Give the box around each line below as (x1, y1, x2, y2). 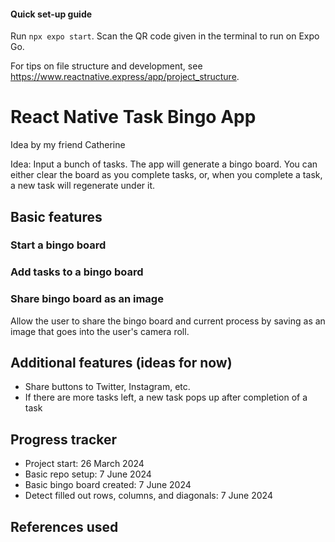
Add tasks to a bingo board (10, 265, 144, 279)
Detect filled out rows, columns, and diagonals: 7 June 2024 (24, 490, 273, 502)
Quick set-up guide (10, 8, 93, 20)
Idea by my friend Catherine (10, 139, 126, 151)
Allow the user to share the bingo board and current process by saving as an (10, 315, 326, 327)
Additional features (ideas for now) (10, 355, 233, 372)
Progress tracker (10, 431, 118, 448)
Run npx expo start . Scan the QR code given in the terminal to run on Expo (10, 30, 320, 42)
